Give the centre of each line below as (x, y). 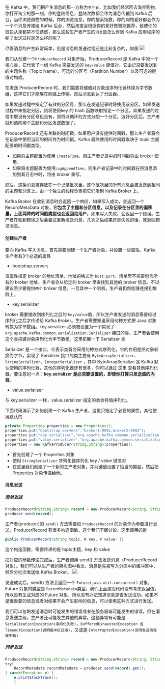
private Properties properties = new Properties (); (59, 426)
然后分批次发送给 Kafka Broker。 (38, 572)
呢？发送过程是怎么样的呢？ (33, 38)
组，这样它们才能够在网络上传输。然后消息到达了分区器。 (63, 94)
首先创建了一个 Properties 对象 (43, 454)
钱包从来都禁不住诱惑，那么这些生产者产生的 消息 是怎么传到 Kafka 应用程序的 (82, 32)
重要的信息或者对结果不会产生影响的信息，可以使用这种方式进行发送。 (84, 601)
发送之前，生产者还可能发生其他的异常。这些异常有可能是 (67, 617)
